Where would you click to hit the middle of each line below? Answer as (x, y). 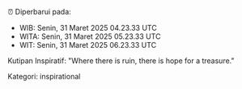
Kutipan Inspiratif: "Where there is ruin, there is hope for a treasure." (121, 61)
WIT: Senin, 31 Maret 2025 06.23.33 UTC (88, 45)
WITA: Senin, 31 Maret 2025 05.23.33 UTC (90, 36)
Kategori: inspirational (44, 76)
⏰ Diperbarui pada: (40, 12)
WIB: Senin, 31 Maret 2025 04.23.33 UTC (88, 28)
